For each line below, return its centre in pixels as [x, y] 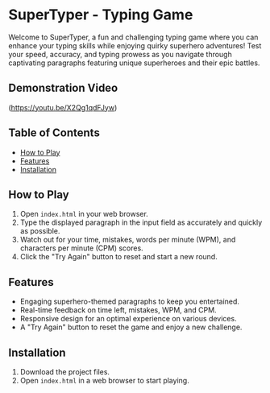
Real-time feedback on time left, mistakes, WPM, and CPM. [118, 310]
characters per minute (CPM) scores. [81, 248]
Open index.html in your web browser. [84, 214]
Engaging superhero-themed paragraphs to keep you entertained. [130, 302]
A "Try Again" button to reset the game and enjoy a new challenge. [131, 327]
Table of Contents [54, 133]
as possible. [40, 231]
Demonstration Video [63, 88]
